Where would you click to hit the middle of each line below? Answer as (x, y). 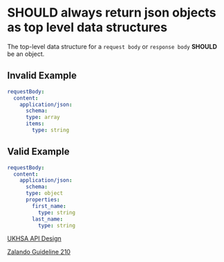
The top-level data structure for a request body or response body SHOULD (112, 46)
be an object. (26, 54)
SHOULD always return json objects (112, 13)
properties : (43, 200)
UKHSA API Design (35, 238)
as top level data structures (87, 27)
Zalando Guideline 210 (39, 252)
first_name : (49, 206)
